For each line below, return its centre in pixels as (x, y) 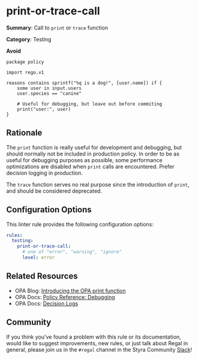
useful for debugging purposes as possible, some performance (85, 160)
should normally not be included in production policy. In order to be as (93, 154)
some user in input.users (49, 88)
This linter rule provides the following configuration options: (80, 224)
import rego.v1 (25, 72)
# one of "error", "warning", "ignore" (72, 252)
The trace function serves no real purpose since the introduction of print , (98, 184)
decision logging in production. (44, 173)
